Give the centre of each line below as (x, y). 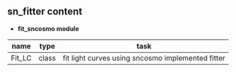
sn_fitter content (45, 12)
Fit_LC (21, 58)
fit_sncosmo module (48, 28)
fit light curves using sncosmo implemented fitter (144, 58)
